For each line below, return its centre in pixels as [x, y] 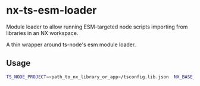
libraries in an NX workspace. [42, 33]
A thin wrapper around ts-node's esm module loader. [71, 44]
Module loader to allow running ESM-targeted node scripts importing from [97, 27]
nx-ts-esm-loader [51, 10]
